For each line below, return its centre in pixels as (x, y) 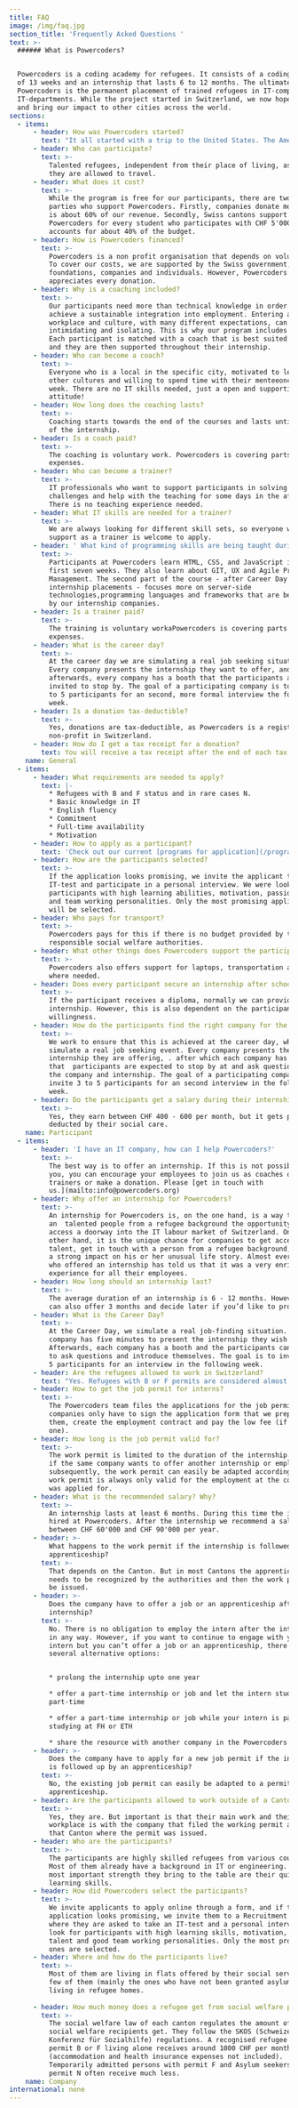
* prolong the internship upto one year (124, 1678)
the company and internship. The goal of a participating (158, 1075)
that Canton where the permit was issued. (128, 1833)
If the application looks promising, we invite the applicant (166, 877)
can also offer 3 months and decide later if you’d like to (162, 1307)
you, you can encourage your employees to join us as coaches (166, 1174)
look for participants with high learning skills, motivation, (168, 1932)
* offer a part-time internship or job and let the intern (160, 1694)
